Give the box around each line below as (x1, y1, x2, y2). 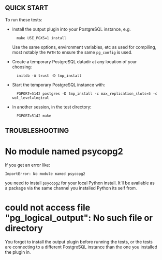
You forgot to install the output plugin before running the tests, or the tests (5, 239, 153, 245)
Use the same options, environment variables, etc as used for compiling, (12, 44, 157, 50)
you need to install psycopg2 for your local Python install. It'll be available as (5, 180, 155, 186)
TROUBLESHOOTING (5, 126, 69, 135)
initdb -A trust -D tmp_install (16, 73, 82, 78)
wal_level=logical (12, 95, 49, 100)
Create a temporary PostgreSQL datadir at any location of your (12, 58, 137, 65)
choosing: (12, 64, 32, 69)
